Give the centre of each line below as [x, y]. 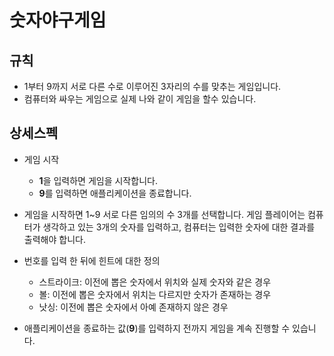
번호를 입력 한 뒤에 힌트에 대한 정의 [92, 260]
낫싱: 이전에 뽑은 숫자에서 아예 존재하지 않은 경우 [133, 307]
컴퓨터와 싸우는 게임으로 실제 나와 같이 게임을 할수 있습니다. [140, 99]
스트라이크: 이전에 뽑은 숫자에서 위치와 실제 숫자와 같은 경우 [155, 282]
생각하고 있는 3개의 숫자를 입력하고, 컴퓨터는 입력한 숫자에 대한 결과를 [179, 227]
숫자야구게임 [58, 20]
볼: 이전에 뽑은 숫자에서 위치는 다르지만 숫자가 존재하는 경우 [155, 294]
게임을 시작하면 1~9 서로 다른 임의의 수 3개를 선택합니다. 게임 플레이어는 [164, 214]
